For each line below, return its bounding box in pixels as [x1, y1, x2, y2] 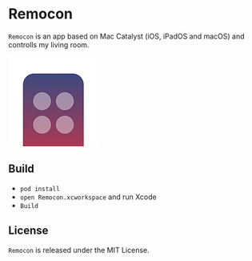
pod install [19, 185, 60, 193]
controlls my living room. [8, 39, 90, 49]
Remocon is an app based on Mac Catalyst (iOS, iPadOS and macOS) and [8, 31, 246, 41]
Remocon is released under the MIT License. [8, 245, 150, 255]
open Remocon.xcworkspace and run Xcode [19, 192, 158, 202]
